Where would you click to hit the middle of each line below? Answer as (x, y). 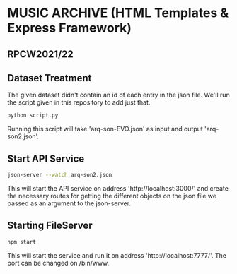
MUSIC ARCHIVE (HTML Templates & (118, 13)
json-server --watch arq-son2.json (60, 175)
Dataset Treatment (50, 78)
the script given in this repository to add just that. (79, 102)
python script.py (33, 115)
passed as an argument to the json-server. (69, 203)
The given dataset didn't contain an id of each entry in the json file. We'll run (118, 95)
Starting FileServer (50, 226)
